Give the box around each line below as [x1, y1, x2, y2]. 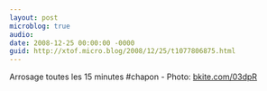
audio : [9, 30, 34, 39]
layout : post [9, 13, 59, 23]
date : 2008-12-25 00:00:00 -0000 [9, 38, 135, 48]
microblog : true [9, 22, 70, 31]
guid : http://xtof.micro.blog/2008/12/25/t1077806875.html [9, 47, 236, 56]
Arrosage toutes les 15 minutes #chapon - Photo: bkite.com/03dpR [9, 71, 258, 82]
